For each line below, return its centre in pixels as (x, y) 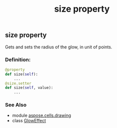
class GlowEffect (29, 121)
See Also (16, 105)
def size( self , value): (29, 88)
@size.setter (18, 83)
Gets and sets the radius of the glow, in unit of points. (59, 47)
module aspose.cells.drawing (42, 115)
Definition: (18, 60)
